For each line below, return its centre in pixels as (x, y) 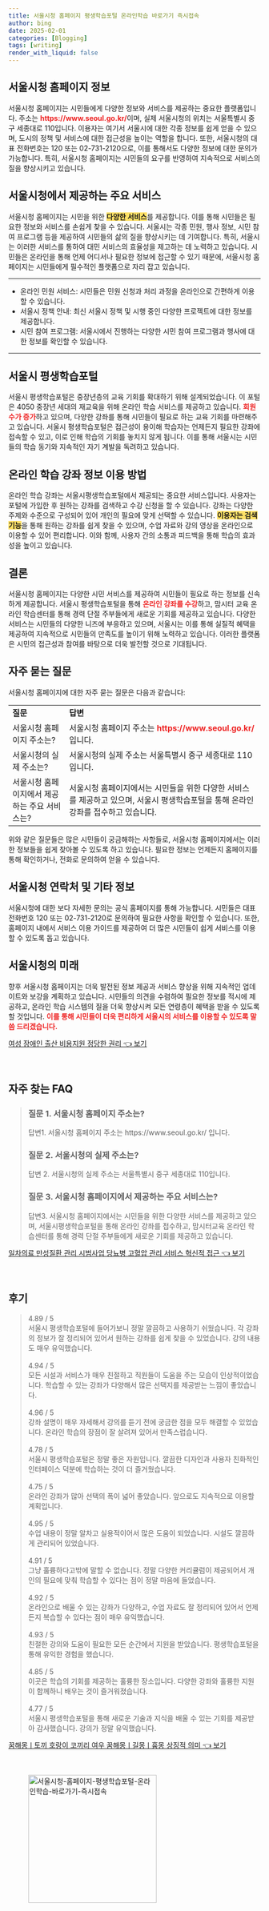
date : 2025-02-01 (37, 30)
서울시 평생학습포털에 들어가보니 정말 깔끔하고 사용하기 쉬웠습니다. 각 (136, 1328)
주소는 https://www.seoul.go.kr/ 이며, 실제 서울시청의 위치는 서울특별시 (132, 118)
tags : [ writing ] (35, 46)
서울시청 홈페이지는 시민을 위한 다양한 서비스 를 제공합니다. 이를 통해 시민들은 (128, 216)
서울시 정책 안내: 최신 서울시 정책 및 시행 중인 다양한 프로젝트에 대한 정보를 (136, 311)
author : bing (30, 23)
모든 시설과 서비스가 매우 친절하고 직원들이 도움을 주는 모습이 (123, 1375)
